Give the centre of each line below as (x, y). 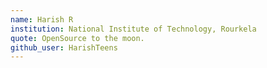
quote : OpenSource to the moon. (77, 38)
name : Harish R (42, 19)
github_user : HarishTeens (64, 47)
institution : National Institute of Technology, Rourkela (133, 29)
